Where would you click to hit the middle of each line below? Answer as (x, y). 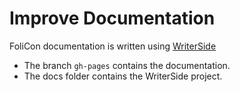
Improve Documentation (112, 18)
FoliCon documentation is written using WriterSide (113, 46)
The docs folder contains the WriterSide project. (123, 76)
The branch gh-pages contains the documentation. (127, 65)
